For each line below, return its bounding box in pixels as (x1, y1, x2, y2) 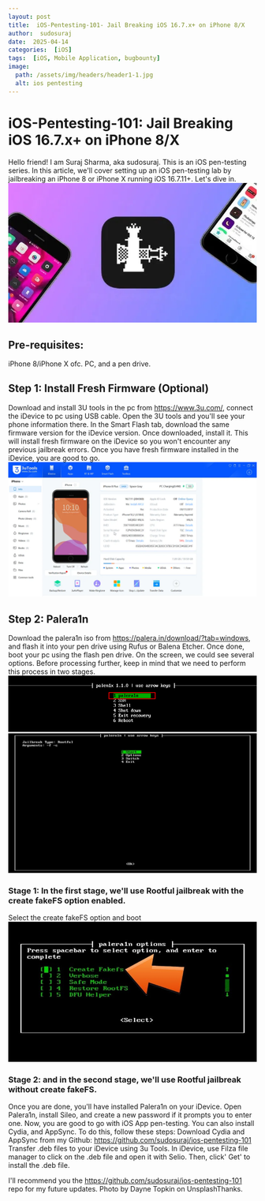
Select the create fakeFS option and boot (8, 913, 142, 922)
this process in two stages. (8, 667, 96, 676)
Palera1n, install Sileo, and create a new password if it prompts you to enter (8, 1110, 252, 1120)
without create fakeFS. (8, 1083, 97, 1094)
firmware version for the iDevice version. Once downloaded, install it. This (8, 428, 248, 437)
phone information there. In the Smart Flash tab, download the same (8, 419, 230, 429)
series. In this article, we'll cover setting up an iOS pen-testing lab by (8, 166, 232, 175)
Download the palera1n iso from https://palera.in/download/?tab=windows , (8, 634, 251, 643)
